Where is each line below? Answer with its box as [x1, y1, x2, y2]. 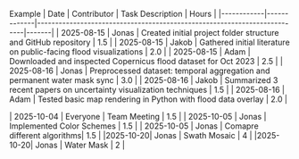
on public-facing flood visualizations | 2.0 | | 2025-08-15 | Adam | [9, 46, 252, 57]
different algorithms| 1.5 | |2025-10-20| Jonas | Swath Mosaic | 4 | [9, 130, 253, 140]
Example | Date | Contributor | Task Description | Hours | [9, 9, 217, 19]
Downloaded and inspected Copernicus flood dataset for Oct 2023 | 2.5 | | [9, 56, 284, 66]
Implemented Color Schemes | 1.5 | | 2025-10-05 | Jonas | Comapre [9, 121, 259, 131]
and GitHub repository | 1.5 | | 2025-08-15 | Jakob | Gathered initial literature [9, 37, 290, 47]
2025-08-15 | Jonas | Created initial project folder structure [61, 28, 279, 38]
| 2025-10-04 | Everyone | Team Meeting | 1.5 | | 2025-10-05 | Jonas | [9, 112, 267, 121]
